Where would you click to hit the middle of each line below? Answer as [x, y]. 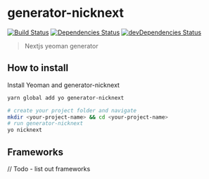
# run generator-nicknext [45, 124]
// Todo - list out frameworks [49, 168]
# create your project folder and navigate [72, 110]
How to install [38, 68]
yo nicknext [25, 130]
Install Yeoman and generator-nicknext [63, 85]
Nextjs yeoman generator [61, 46]
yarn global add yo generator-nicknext [66, 98]
